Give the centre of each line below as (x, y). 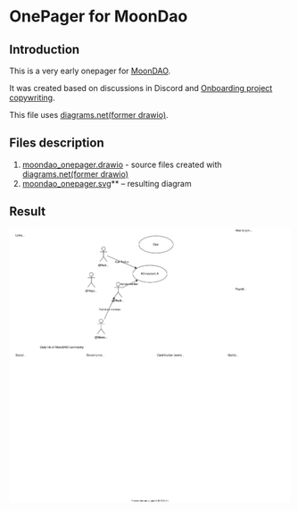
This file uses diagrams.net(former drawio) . (89, 115)
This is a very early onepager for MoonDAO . (90, 71)
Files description (57, 143)
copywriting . (32, 97)
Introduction (45, 50)
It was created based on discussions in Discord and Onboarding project (141, 88)
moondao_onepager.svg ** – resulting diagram (107, 183)
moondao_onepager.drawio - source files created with (122, 164)
